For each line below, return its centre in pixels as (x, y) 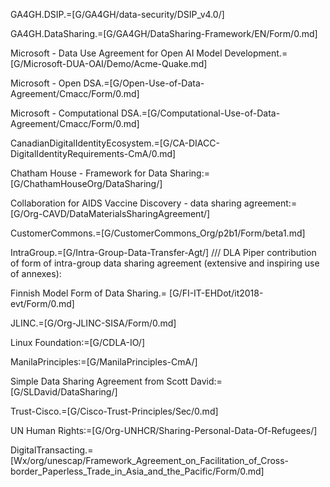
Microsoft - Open (46, 83)
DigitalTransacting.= (52, 450)
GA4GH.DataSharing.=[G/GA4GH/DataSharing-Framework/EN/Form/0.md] (164, 33)
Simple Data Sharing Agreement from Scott (99, 381)
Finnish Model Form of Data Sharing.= (89, 293)
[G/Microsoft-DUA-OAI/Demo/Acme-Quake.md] (109, 63)
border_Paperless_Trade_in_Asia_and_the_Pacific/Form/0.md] (137, 471)
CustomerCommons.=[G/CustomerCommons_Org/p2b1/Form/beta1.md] (158, 233)
